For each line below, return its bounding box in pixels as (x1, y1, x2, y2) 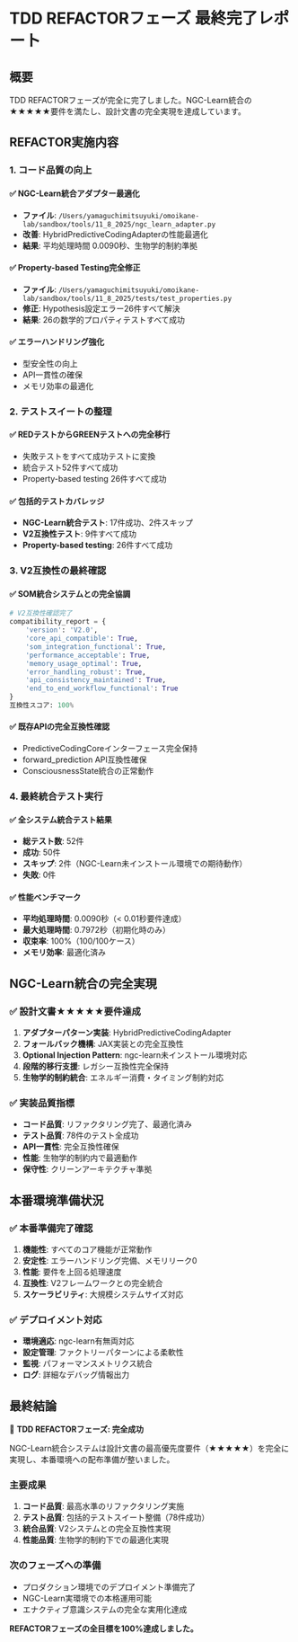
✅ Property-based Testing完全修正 (9, 262, 141, 273)
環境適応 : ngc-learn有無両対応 (22, 1336, 135, 1346)
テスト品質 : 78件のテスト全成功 (22, 1130, 139, 1141)
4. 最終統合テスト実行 (9, 790, 103, 803)
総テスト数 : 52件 (22, 836, 84, 847)
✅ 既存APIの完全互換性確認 (9, 721, 110, 732)
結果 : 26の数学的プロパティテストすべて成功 (22, 314, 186, 324)
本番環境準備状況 (9, 1193, 104, 1208)
